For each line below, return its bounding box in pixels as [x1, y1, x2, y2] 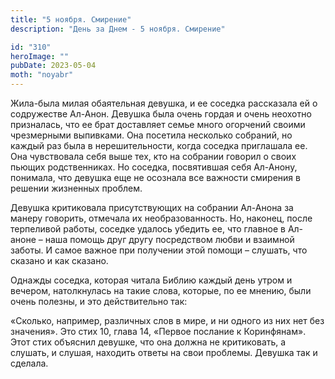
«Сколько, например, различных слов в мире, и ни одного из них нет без [10, 315, 325, 326]
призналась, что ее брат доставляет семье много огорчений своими [10, 119, 306, 130]
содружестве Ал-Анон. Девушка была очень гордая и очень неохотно [10, 108, 312, 120]
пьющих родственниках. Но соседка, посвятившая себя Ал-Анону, [10, 161, 298, 173]
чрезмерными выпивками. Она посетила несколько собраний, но [10, 129, 293, 141]
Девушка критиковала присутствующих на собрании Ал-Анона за [10, 202, 294, 213]
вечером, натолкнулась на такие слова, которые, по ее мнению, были [10, 285, 312, 296]
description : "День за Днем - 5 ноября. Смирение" [10, 24, 226, 34]
